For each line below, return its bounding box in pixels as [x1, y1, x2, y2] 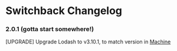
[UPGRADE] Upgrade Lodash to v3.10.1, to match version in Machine [5, 38, 171, 45]
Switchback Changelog [5, 4, 122, 18]
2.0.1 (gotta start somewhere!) [5, 25, 94, 33]
